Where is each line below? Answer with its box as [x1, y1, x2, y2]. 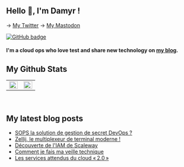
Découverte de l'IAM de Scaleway [14, 142, 98, 149]
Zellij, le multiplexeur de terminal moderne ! [14, 136, 120, 143]
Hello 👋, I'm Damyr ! [6, 6, 81, 16]
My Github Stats [6, 64, 67, 74]
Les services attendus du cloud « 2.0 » [14, 155, 109, 162]
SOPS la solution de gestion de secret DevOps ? [14, 129, 132, 137]
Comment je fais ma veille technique [14, 148, 104, 155]
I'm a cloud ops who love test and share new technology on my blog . [6, 47, 179, 54]
